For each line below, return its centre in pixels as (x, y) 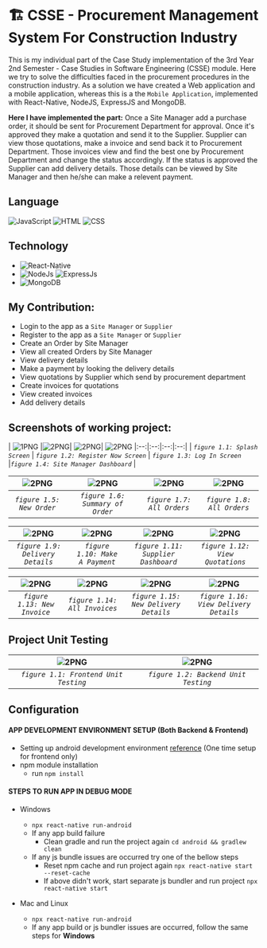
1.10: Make (97, 554)
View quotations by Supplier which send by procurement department (133, 377)
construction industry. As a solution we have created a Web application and (132, 85)
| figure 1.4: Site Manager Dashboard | (72, 464)
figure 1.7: (169, 500)
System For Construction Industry (123, 38)
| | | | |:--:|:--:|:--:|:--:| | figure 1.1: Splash (133, 447)
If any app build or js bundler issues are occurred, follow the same (140, 927)
